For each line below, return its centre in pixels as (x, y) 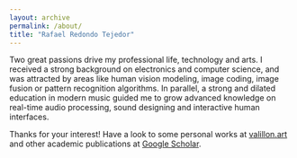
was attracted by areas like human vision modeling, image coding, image (144, 79)
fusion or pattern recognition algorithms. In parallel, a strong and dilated (143, 88)
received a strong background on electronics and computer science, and (144, 69)
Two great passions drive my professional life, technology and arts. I (136, 60)
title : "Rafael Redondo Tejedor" (72, 34)
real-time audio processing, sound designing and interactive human (135, 108)
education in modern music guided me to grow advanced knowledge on (143, 98)
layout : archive (40, 18)
